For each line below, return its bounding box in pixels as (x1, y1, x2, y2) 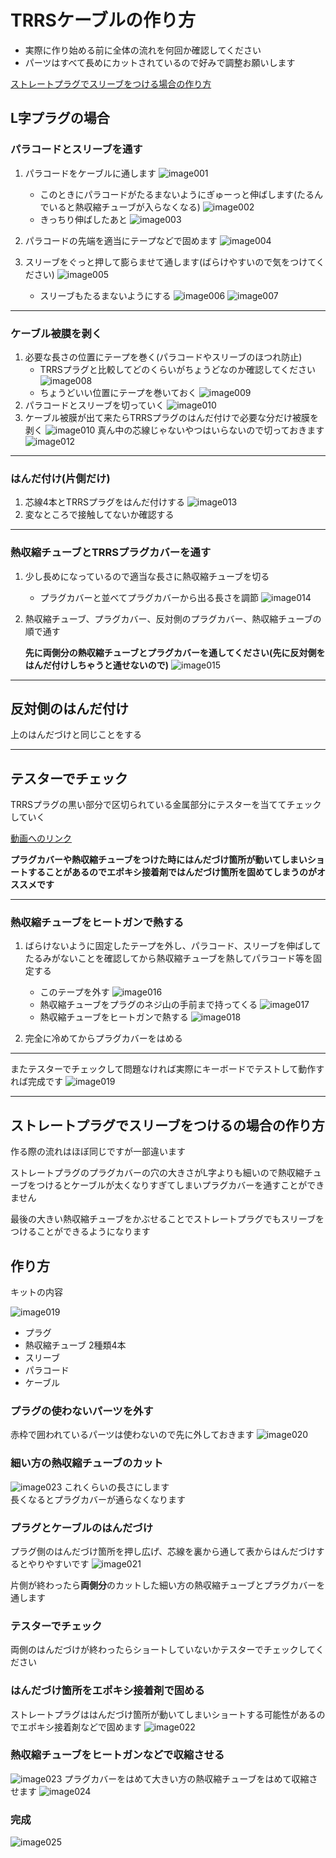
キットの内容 (10, 1286, 63, 1298)
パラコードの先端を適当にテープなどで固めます (24, 234, 218, 246)
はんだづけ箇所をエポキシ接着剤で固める (10, 1684, 205, 1698)
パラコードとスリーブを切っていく (24, 399, 165, 411)
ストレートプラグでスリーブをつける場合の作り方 (10, 77, 212, 90)
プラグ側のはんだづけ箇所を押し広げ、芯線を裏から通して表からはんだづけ (10, 1545, 317, 1557)
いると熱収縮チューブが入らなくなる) (48, 201, 201, 213)
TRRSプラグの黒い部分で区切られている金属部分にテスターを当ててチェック (10, 799, 322, 811)
